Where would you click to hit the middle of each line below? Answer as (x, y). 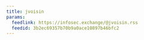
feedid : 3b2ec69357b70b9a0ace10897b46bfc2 (65, 28)
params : (16, 17)
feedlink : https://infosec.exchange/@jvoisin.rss (75, 22)
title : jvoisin (25, 11)
